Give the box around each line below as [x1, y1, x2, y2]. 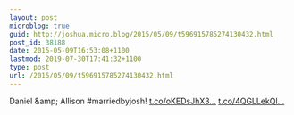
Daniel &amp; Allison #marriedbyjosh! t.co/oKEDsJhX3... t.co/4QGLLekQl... [9, 95, 285, 106]
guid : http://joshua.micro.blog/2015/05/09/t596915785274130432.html [9, 29, 274, 38]
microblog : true [9, 21, 70, 30]
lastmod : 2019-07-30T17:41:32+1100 [9, 54, 142, 63]
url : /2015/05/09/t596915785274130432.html [9, 71, 174, 80]
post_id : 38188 [9, 37, 66, 47]
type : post [9, 63, 50, 72]
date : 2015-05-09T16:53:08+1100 [9, 46, 130, 55]
